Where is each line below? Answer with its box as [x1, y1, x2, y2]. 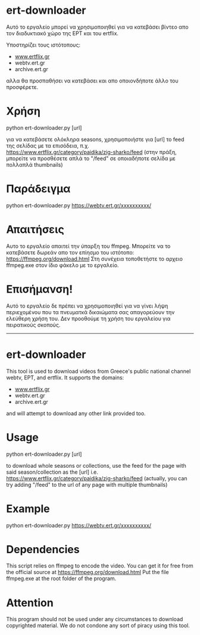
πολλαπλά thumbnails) [6, 161, 64, 168]
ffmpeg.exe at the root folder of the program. [6, 575, 117, 582]
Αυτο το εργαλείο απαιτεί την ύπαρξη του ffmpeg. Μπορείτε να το [6, 243, 171, 250]
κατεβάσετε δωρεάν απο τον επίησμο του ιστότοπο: [6, 249, 135, 256]
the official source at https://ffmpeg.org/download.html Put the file [6, 569, 169, 576]
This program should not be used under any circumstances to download [6, 616, 183, 623]
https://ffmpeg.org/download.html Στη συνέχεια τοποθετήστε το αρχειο [6, 255, 183, 262]
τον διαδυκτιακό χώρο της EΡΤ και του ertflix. [6, 29, 119, 36]
